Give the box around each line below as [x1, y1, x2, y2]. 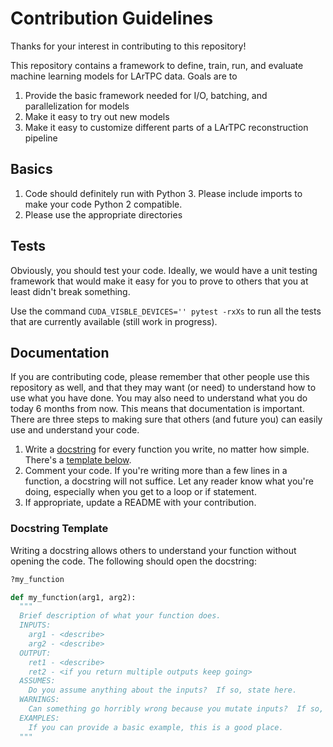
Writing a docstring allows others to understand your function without [10, 544, 297, 556]
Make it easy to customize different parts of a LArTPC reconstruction [24, 121, 309, 133]
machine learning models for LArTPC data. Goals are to [10, 70, 238, 82]
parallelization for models [24, 100, 130, 112]
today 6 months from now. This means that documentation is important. [10, 403, 305, 415]
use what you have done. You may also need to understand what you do [10, 392, 308, 404]
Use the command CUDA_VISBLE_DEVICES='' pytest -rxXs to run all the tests [10, 305, 322, 317]
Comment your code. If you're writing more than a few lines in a [24, 465, 288, 477]
